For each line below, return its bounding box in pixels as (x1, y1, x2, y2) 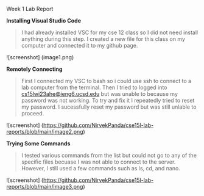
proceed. (21, 110, 44, 117)
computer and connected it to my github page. (21, 42, 138, 49)
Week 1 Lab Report (6, 5, 54, 12)
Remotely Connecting (6, 65, 63, 73)
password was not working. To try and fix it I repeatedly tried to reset (21, 97, 195, 104)
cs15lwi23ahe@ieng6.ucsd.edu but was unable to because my (21, 90, 178, 97)
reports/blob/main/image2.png (6, 128, 83, 135)
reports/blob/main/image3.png (6, 183, 83, 190)
